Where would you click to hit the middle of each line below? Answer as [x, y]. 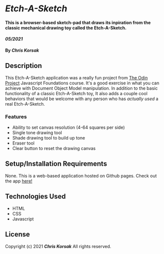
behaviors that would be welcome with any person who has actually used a [82, 99]
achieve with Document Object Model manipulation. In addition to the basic [82, 88]
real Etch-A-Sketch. [25, 104]
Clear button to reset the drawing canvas [54, 148]
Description [23, 66]
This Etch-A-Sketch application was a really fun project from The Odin [77, 77]
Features [16, 116]
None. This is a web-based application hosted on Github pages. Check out [81, 176]
